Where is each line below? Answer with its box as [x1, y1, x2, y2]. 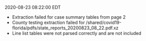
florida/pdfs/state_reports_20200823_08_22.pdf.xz [12, 25, 119, 31]
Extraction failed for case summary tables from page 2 [12, 14, 126, 20]
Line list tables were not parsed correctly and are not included [12, 30, 142, 36]
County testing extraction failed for [12, 20, 85, 25]
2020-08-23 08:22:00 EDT [5, 5, 61, 10]
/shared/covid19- [86, 20, 122, 25]
